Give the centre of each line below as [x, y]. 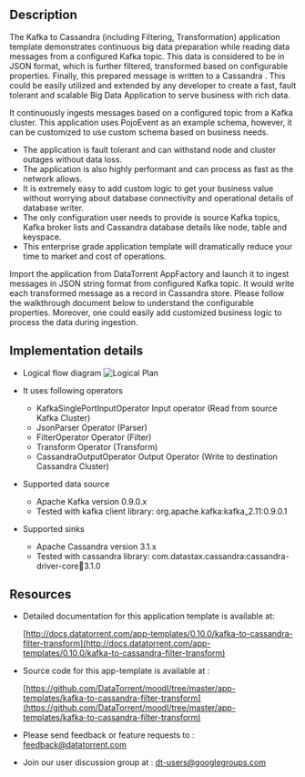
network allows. [52, 179]
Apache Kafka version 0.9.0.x [91, 501]
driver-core [57, 566]
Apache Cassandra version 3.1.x [96, 547]
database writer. [53, 208]
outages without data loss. [72, 159]
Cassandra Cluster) [72, 466]
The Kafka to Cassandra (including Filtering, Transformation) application [145, 36]
